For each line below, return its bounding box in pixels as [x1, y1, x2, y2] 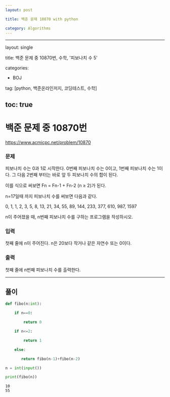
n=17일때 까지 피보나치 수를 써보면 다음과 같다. [5, 193, 98, 199]
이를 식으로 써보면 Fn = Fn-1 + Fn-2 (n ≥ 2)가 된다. [5, 183, 106, 188]
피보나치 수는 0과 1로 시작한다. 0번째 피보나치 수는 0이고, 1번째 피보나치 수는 [5, 165, 156, 171]
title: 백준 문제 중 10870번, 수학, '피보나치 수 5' [5, 55, 98, 61]
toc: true [5, 100, 33, 109]
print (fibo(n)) [5, 375, 37, 380]
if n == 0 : [14, 310, 33, 316]
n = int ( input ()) [5, 366, 42, 371]
